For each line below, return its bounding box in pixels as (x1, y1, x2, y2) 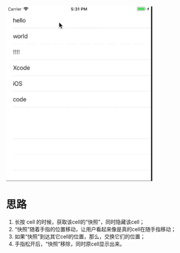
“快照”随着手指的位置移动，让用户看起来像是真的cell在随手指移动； (14, 225, 176, 233)
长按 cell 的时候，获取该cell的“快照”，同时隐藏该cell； (14, 218, 145, 225)
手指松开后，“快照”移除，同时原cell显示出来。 (14, 240, 126, 247)
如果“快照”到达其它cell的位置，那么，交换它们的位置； (14, 233, 146, 240)
